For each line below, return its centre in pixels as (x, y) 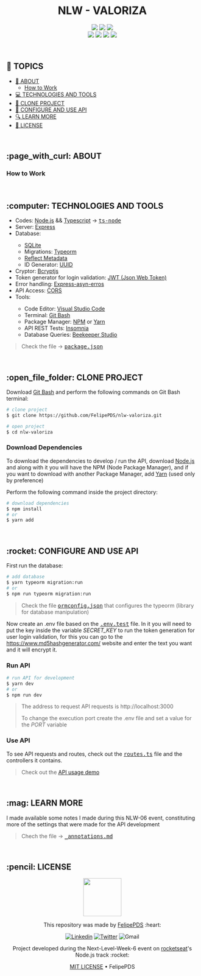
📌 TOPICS (25, 67)
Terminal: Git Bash (47, 315)
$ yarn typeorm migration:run (45, 583)
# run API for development (41, 678)
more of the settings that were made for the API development (83, 824)
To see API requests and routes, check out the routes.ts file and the (94, 754)
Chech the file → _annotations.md (67, 836)
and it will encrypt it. (32, 650)
